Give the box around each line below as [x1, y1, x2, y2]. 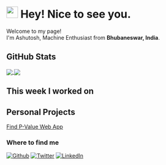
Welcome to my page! [6, 28, 62, 35]
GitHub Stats [6, 52, 56, 62]
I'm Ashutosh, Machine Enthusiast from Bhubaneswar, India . [6, 34, 160, 41]
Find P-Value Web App [6, 123, 63, 131]
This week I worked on [6, 86, 94, 97]
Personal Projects [6, 107, 75, 117]
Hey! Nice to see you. [20, 7, 132, 21]
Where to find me [6, 138, 59, 147]
